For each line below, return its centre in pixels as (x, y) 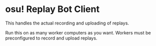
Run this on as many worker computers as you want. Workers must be (78, 32)
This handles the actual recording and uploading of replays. (67, 23)
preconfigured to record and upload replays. (51, 38)
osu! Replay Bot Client (53, 9)
